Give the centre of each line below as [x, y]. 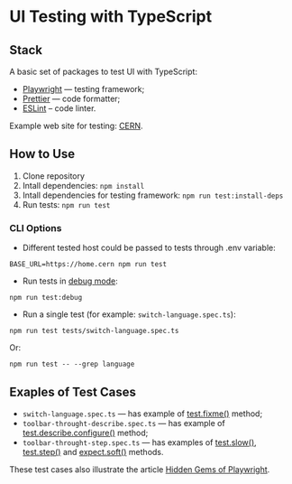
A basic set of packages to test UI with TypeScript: [104, 71]
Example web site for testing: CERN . [76, 126]
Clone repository [54, 176]
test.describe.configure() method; [85, 433]
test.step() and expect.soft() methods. [93, 451]
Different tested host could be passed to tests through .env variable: [149, 248]
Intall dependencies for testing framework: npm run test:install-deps [153, 195]
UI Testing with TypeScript [111, 17]
